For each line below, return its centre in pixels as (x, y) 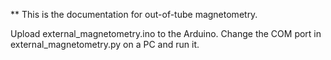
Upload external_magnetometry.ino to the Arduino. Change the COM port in (166, 33)
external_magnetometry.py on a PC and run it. (105, 44)
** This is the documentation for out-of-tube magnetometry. (134, 14)
